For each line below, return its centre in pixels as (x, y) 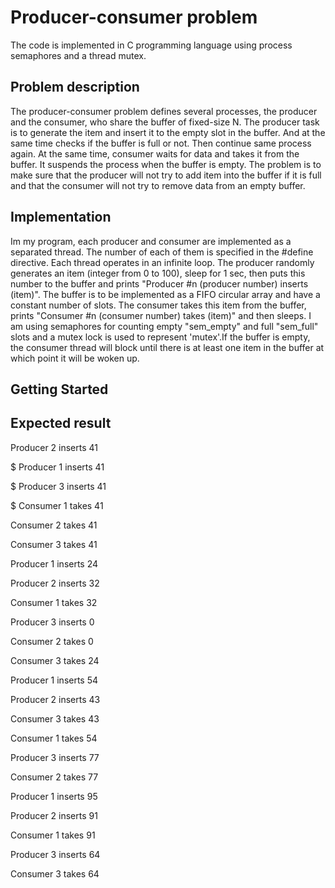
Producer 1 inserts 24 (54, 563)
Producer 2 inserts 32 (55, 583)
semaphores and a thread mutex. (78, 55)
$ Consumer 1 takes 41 (57, 505)
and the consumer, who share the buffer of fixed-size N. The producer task (165, 122)
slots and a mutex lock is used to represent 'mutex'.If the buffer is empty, (160, 337)
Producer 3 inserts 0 (52, 622)
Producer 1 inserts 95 (54, 796)
